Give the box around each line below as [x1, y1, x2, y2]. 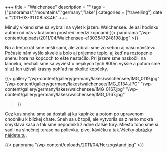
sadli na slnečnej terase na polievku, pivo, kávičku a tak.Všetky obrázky [5, 127, 152, 133]
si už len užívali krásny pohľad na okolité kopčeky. [5, 66, 108, 72]
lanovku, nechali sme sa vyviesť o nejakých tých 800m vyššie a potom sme [5, 61, 160, 66]
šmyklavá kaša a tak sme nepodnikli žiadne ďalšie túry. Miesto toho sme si [5, 122, 159, 127]
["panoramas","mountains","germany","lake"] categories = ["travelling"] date [5, 9, 162, 15]
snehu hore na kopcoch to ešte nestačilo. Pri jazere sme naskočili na [5, 55, 146, 61]
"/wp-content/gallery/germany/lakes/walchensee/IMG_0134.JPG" [5, 81, 140, 87]
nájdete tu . [5, 132, 27, 138]
